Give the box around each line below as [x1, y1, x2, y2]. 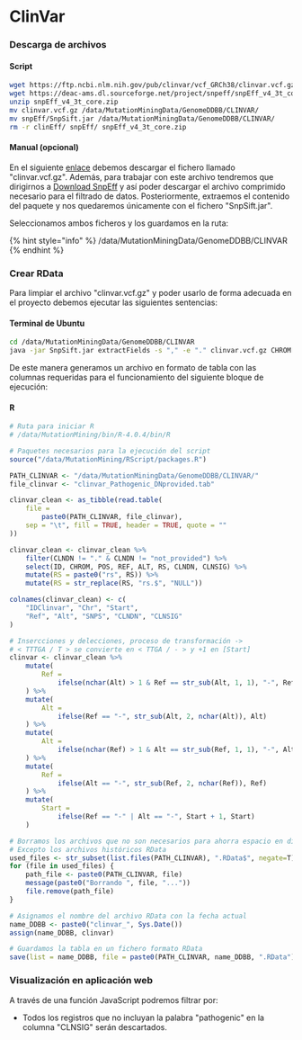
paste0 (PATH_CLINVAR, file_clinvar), [41, 513, 182, 522]
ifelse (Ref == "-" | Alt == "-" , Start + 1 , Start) [57, 812, 255, 821]
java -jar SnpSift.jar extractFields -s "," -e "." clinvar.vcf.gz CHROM [9, 346, 292, 355]
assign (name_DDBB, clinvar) [9, 928, 115, 937]
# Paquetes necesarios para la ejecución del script [9, 446, 211, 455]
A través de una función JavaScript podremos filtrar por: [9, 994, 218, 1005]
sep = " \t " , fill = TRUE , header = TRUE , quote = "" [25, 521, 227, 530]
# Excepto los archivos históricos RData [9, 845, 167, 854]
